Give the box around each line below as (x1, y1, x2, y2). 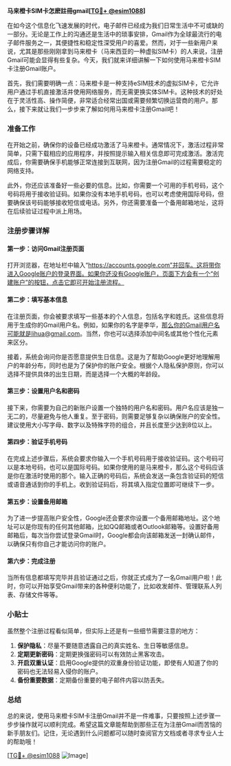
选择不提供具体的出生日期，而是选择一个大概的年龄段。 (7, 370, 164, 378)
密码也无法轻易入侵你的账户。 (16, 667, 102, 675)
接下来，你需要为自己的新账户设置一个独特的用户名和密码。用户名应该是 (7, 403, 212, 412)
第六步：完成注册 (7, 556, 56, 565)
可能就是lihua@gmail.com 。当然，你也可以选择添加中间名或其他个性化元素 (7, 329, 219, 337)
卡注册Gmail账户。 (7, 65, 60, 72)
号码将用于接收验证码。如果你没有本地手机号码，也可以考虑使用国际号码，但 (7, 190, 224, 199)
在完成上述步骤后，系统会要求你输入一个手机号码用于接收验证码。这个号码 (7, 454, 218, 463)
